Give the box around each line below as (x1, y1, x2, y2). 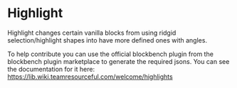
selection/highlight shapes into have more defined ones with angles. (7, 35, 208, 44)
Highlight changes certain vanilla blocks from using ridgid (7, 28, 177, 37)
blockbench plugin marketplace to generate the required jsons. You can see (7, 57, 230, 65)
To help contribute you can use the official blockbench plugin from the (7, 50, 214, 58)
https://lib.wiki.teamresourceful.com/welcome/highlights (7, 72, 173, 81)
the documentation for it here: (7, 65, 95, 73)
